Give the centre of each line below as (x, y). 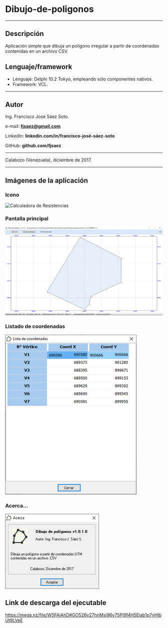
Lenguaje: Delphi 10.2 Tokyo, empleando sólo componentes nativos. (82, 79)
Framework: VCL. (30, 84)
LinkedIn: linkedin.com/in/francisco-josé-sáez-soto (60, 136)
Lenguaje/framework (39, 67)
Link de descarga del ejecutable (56, 603)
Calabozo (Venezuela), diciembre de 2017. (48, 160)
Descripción (24, 34)
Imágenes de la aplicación (47, 180)
